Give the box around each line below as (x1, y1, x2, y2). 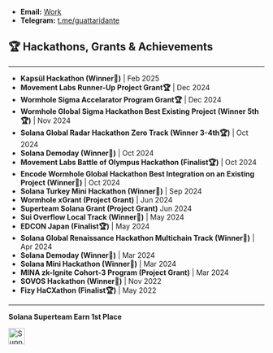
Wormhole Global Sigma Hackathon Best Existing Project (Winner (19, 106, 246, 116)
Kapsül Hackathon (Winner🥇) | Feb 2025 (19, 73, 160, 83)
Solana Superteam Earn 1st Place (8, 312, 122, 321)
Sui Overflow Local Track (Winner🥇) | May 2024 (19, 211, 184, 222)
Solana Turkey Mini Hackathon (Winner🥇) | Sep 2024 (19, 186, 202, 196)
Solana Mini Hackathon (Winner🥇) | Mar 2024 (19, 259, 177, 268)
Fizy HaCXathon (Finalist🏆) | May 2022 (19, 285, 157, 295)
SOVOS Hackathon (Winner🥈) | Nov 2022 (19, 276, 162, 285)
